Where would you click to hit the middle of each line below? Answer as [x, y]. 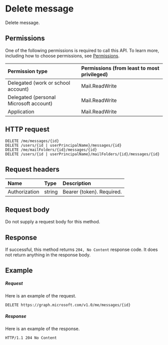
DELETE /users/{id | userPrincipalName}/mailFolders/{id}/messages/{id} [82, 154]
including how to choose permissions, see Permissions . [62, 56]
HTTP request [27, 129]
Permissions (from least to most [120, 68]
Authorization [23, 192]
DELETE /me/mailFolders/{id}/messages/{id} [51, 150]
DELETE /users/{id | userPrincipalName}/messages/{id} [63, 145]
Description [77, 183]
